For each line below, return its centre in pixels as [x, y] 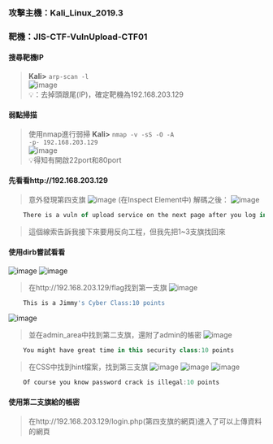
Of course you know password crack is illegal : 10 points [121, 383]
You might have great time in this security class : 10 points [128, 350]
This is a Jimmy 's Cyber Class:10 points [94, 303]
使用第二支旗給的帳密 [44, 402]
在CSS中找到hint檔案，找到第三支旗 [88, 367]
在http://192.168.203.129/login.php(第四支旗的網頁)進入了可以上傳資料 [145, 421]
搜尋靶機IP [26, 58]
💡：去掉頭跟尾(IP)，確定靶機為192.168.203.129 [106, 94]
